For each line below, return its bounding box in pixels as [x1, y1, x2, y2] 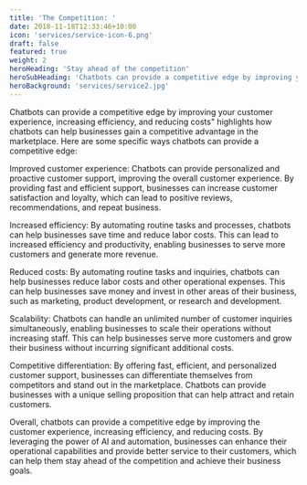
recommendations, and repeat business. [9, 202, 162, 213]
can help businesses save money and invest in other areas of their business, [9, 285, 297, 297]
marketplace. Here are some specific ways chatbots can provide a [9, 135, 259, 146]
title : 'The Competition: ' [9, 13, 117, 23]
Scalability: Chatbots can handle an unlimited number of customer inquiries [9, 312, 292, 324]
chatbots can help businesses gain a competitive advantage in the [9, 125, 259, 137]
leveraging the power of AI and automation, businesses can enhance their [9, 436, 288, 447]
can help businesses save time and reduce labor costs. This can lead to [9, 229, 279, 240]
